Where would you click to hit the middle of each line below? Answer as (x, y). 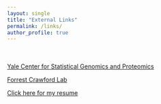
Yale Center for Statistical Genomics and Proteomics (81, 66)
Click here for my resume (43, 93)
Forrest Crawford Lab (37, 80)
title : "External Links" (42, 20)
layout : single (29, 13)
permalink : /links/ (35, 26)
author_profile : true (38, 32)
